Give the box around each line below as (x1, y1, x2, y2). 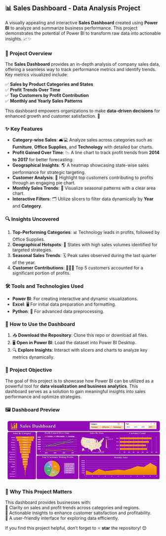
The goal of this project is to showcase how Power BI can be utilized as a (5, 378, 154, 384)
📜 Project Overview (5, 50, 52, 57)
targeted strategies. (12, 247, 53, 253)
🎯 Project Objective (5, 366, 52, 373)
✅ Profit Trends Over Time (5, 87, 61, 93)
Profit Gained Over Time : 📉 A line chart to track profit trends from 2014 (12, 150, 160, 156)
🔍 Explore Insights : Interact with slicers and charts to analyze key (12, 347, 148, 353)
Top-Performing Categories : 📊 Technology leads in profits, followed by (12, 229, 160, 235)
